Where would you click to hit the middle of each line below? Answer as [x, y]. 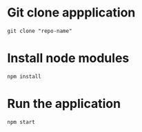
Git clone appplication [71, 13]
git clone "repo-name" [40, 31]
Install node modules [68, 58]
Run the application [64, 104]
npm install [24, 76]
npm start [21, 122]
